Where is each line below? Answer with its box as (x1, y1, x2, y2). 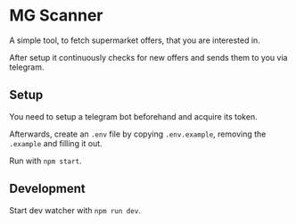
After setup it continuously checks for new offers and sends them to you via (9, 52, 288, 62)
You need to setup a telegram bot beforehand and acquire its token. (9, 111, 258, 121)
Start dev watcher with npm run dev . (9, 204, 141, 215)
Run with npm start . (9, 155, 82, 166)
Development (9, 181, 86, 196)
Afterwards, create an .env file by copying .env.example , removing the (9, 129, 267, 139)
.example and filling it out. (9, 137, 103, 148)
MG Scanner (9, 5, 104, 26)
